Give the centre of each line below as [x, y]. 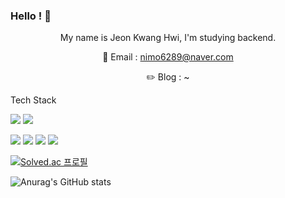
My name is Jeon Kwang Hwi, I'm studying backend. [168, 38]
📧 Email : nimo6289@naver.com [168, 57]
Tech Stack [33, 100]
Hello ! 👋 [31, 16]
